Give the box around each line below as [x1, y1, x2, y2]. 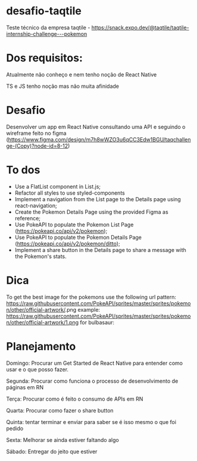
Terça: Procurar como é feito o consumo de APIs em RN [6, 395, 143, 402]
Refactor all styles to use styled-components [14, 189, 125, 196]
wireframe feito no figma [6, 130, 67, 137]
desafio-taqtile [6, 4, 82, 18]
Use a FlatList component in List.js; [14, 183, 101, 190]
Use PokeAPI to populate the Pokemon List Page [14, 221, 134, 228]
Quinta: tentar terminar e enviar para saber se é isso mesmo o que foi [6, 418, 177, 425]
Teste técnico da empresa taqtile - [6, 24, 90, 31]
